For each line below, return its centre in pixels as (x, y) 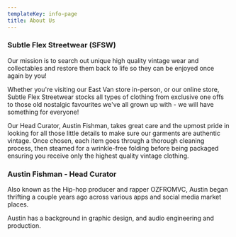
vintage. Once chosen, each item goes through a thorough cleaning (106, 140)
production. (24, 226)
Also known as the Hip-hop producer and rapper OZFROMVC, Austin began (118, 190)
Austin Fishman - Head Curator (62, 174)
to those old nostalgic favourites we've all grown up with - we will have (111, 104)
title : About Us (31, 21)
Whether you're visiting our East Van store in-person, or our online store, (113, 89)
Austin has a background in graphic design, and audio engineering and (111, 218)
